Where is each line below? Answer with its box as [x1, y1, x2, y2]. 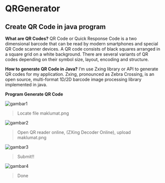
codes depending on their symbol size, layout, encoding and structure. [5, 57, 149, 62]
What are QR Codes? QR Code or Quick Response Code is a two [5, 35, 137, 41]
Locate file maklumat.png [17, 110, 69, 116]
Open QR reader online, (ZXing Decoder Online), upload [17, 129, 131, 135]
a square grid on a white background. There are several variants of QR [5, 51, 148, 57]
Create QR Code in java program [5, 23, 106, 31]
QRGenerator [5, 3, 60, 14]
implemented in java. [5, 82, 47, 88]
